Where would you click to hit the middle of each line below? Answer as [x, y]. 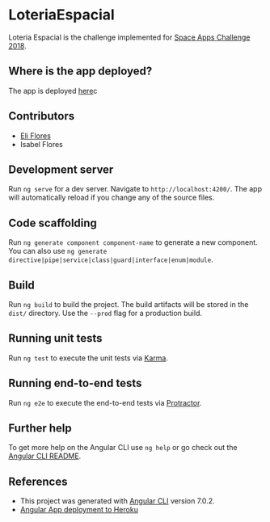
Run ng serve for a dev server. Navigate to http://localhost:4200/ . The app [135, 189]
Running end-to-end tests [75, 383]
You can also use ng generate [58, 251]
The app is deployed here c [53, 91]
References [38, 481]
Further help [40, 429]
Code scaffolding [53, 223]
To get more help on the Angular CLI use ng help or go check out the [123, 448]
